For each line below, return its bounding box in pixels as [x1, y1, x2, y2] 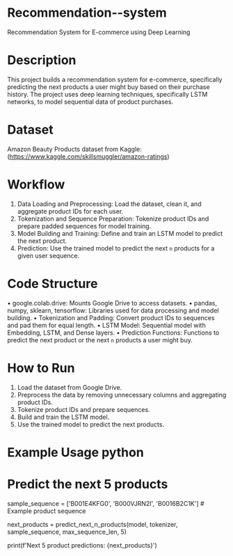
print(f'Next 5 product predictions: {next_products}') [7, 541, 158, 549]
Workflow [7, 177, 65, 192]
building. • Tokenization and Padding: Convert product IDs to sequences [7, 313, 215, 321]
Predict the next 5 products [7, 477, 168, 492]
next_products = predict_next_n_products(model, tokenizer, [7, 520, 178, 528]
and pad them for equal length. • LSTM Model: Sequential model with [7, 321, 207, 329]
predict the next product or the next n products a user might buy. [7, 335, 193, 344]
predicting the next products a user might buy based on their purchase [7, 82, 210, 91]
